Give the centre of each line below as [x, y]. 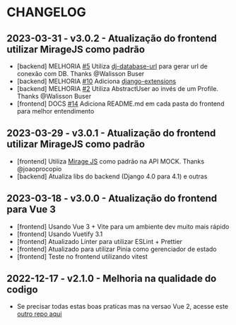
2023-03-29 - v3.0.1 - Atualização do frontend [111, 134]
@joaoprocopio [39, 168]
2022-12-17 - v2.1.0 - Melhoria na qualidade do [112, 279]
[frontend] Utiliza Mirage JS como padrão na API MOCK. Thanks [111, 161]
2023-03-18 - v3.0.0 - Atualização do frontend [112, 198]
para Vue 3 [31, 210]
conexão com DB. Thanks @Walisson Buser [81, 74]
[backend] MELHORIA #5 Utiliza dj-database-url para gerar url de [112, 66]
